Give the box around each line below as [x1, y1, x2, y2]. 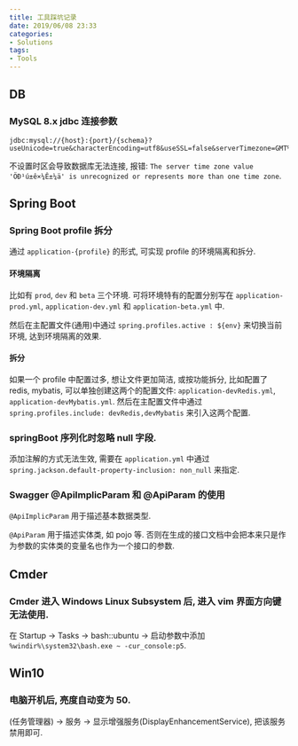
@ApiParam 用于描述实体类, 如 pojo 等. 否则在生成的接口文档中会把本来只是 [9, 530, 278, 540]
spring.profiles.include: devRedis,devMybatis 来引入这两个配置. [9, 407, 251, 418]
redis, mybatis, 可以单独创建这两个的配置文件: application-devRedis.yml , [9, 385, 277, 396]
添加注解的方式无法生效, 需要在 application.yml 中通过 [9, 453, 210, 464]
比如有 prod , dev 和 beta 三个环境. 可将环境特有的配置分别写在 [9, 289, 234, 300]
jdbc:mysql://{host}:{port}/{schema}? [9, 136, 153, 145]
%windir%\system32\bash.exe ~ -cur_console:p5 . [9, 640, 187, 651]
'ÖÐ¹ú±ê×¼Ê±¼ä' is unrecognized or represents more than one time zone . [9, 170, 282, 181]
